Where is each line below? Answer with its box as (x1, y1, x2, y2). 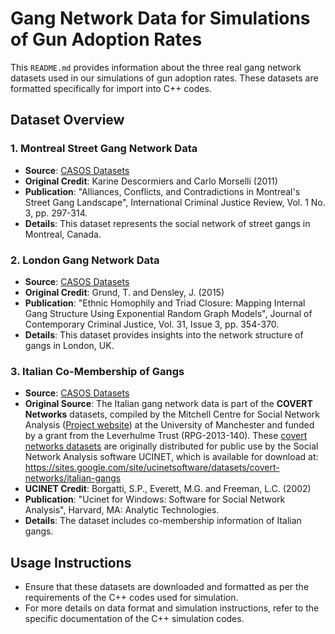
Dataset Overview (10, 112, 125, 129)
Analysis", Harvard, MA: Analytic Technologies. (24, 504, 220, 516)
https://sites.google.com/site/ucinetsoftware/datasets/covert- (24, 462, 280, 474)
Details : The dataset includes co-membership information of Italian (24, 515, 302, 527)
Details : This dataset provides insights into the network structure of (24, 328, 304, 341)
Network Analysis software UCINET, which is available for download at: (24, 451, 319, 463)
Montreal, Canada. (24, 228, 102, 240)
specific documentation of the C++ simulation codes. (24, 613, 245, 625)
